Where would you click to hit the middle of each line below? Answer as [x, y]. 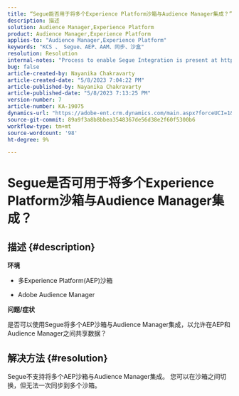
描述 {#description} [52, 247]
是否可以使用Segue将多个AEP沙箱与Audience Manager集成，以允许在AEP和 [119, 325]
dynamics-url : [28, 113]
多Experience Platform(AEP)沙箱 [65, 281]
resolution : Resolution [43, 54]
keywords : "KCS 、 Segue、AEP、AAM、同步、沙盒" [76, 47]
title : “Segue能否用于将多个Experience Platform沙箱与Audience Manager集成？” [120, 14]
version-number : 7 [34, 100]
